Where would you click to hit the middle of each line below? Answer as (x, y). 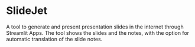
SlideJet (27, 11)
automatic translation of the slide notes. (54, 39)
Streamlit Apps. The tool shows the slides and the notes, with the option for (98, 32)
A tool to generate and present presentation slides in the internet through (95, 27)
